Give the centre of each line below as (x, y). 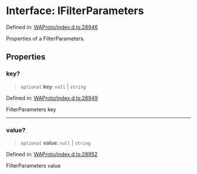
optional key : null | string (53, 86)
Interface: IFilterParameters (75, 11)
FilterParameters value (33, 165)
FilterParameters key (31, 109)
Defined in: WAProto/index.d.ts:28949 (52, 98)
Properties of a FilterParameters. (45, 38)
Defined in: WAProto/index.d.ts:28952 (52, 154)
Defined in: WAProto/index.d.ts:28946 (52, 27)
